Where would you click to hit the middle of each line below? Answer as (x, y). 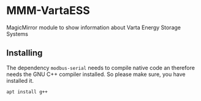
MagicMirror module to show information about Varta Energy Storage (93, 27)
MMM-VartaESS (48, 11)
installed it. (20, 80)
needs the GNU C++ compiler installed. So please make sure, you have (96, 74)
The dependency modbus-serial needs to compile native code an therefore (100, 68)
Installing (25, 53)
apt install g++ (27, 92)
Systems (17, 33)
